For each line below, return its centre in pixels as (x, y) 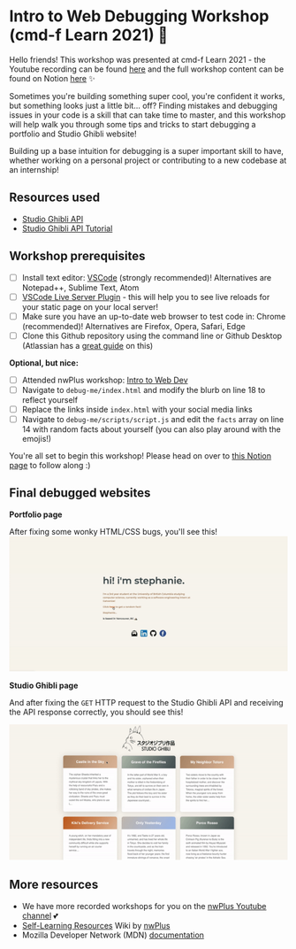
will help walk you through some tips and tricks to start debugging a (133, 124)
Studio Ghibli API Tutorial (67, 228)
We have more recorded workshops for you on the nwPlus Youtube (144, 906)
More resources (54, 885)
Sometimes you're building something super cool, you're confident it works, (147, 96)
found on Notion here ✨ (52, 78)
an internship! (34, 169)
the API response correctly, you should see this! (96, 712)
